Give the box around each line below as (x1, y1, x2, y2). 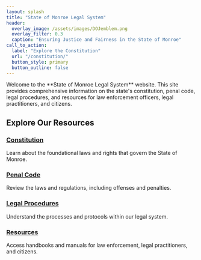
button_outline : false (11, 64, 69, 71)
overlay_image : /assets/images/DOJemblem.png (11, 25, 128, 32)
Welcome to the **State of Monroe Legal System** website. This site (6, 81, 179, 88)
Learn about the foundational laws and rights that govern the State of (6, 150, 178, 157)
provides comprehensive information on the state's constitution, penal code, (6, 88, 196, 95)
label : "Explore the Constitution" (11, 48, 101, 54)
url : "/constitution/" (11, 53, 69, 59)
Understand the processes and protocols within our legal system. (6, 213, 169, 220)
